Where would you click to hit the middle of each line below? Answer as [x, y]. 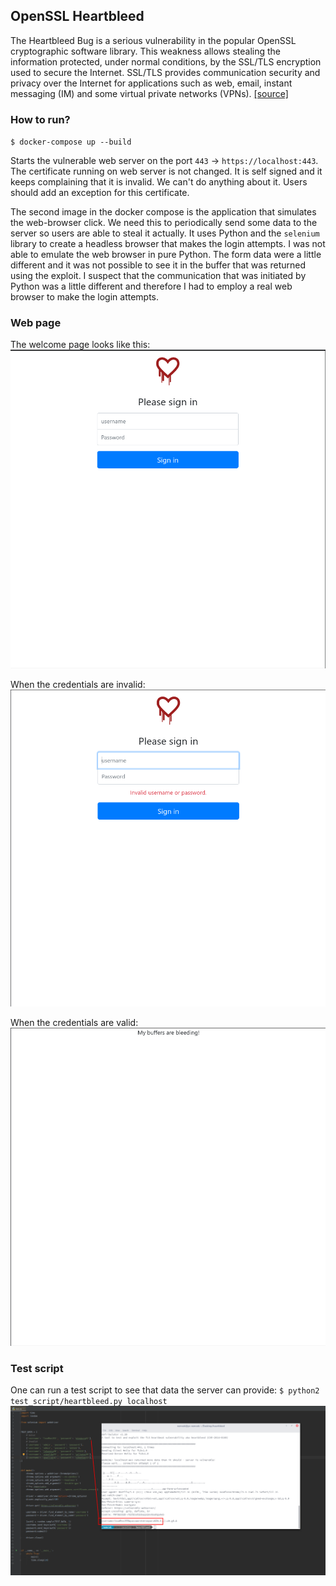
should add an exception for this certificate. [100, 193]
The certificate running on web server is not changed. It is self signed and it [166, 171]
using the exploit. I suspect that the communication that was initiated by [158, 276]
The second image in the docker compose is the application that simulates [163, 212]
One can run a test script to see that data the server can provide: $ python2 [165, 1390]
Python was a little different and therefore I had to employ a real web [151, 286]
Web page [36, 323]
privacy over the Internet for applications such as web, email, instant [151, 83]
